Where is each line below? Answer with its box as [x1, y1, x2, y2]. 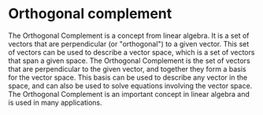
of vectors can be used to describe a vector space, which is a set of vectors [8, 47, 255, 57]
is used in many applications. [8, 98, 102, 107]
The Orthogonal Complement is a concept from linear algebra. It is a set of [8, 31, 250, 40]
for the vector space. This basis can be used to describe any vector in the [8, 72, 248, 82]
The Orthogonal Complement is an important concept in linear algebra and [8, 89, 250, 98]
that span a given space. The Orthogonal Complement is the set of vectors [8, 56, 250, 65]
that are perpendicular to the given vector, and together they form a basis [8, 64, 246, 73]
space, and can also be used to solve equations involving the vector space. [8, 80, 253, 91]
